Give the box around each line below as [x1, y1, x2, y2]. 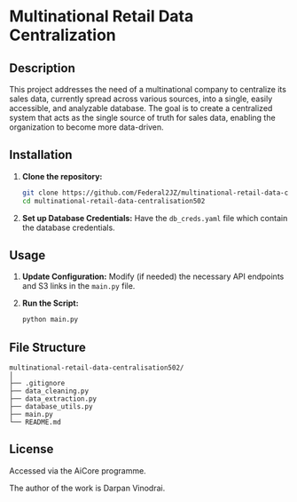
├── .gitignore [9, 379, 66, 388]
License [9, 442, 54, 457]
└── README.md [9, 418, 62, 427]
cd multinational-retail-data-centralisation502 [21, 196, 206, 205]
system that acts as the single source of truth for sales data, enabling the [9, 113, 277, 123]
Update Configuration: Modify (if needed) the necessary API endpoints [21, 271, 285, 282]
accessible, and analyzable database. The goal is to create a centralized [9, 103, 273, 113]
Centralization [9, 25, 117, 45]
